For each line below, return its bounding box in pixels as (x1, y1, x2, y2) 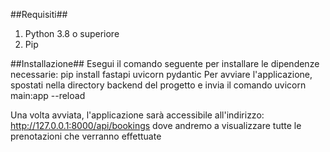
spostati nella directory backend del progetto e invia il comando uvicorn (10, 79, 307, 91)
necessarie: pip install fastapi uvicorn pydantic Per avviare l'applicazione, (10, 69, 313, 80)
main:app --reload (10, 90, 86, 101)
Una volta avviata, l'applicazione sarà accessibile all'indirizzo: (10, 109, 265, 121)
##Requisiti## (10, 9, 68, 20)
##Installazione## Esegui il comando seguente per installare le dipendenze (10, 58, 320, 69)
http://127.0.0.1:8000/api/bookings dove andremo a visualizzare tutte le (10, 120, 302, 131)
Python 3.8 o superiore (24, 28, 120, 39)
